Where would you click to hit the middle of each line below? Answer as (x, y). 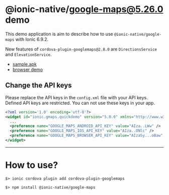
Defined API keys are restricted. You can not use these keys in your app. (80, 103)
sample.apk (24, 64)
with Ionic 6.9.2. (32, 39)
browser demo (28, 70)
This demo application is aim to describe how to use (59, 34)
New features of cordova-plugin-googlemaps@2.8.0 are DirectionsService (81, 49)
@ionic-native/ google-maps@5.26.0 (84, 9)
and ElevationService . (28, 54)
